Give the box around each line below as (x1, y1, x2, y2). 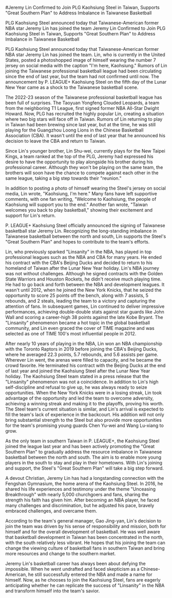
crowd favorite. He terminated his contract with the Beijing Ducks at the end (5, 362, 166, 368)
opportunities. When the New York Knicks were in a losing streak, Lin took (5, 390, 162, 396)
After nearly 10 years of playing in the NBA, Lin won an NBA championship (5, 341, 163, 346)
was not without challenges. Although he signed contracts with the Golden (5, 271, 163, 276)
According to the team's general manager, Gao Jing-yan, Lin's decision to (5, 518, 162, 524)
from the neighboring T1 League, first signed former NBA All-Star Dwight (5, 105, 159, 111)
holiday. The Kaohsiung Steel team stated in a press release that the (5, 373, 149, 379)
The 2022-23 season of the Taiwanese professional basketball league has (5, 95, 162, 100)
